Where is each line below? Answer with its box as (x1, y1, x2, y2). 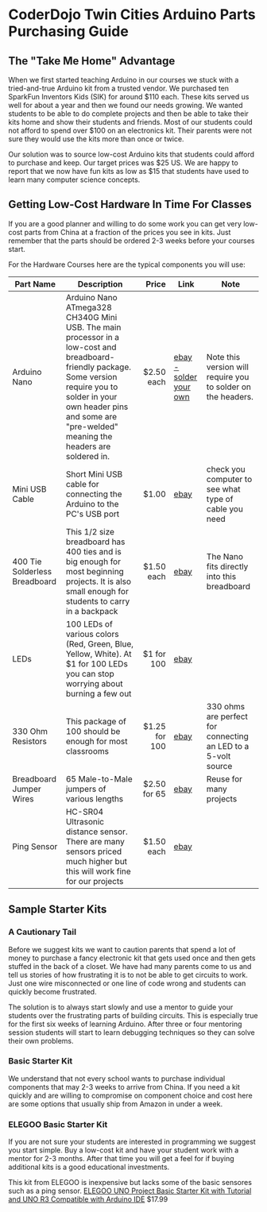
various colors (65, 628, 119, 639)
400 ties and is (65, 546, 122, 557)
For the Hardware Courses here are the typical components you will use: (8, 260, 246, 269)
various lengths (65, 793, 124, 804)
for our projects (65, 875, 124, 886)
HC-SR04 (65, 806, 104, 817)
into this (206, 570, 237, 581)
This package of (65, 716, 127, 727)
